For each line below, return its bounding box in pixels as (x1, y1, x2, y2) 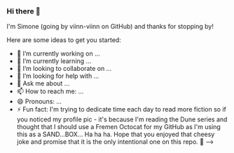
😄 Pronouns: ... (16, 98, 62, 106)
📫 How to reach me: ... (16, 87, 84, 95)
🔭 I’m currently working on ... (16, 49, 100, 58)
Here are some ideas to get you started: (6, 36, 122, 44)
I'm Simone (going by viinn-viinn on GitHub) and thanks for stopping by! (6, 22, 214, 31)
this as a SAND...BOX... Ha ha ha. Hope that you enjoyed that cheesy (16, 130, 215, 139)
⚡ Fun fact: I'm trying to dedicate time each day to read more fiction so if (16, 105, 227, 114)
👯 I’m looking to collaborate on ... (16, 65, 112, 73)
